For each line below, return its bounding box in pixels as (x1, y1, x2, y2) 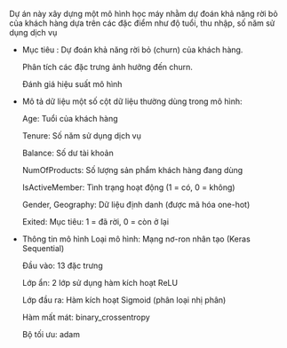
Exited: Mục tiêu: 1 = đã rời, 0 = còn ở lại (21, 217, 170, 226)
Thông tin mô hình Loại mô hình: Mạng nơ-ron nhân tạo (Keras (21, 233, 251, 244)
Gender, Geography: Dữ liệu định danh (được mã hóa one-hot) (21, 200, 251, 210)
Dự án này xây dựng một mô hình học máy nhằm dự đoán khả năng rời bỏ (9, 9, 278, 19)
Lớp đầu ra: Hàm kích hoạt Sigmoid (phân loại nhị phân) (21, 295, 227, 305)
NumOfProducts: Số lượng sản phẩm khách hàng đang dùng (21, 165, 243, 175)
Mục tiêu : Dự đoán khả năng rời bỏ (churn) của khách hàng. (21, 44, 243, 55)
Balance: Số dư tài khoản (21, 147, 114, 158)
